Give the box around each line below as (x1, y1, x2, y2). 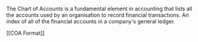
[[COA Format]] (6, 29, 45, 37)
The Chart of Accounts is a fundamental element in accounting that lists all (6, 5, 193, 12)
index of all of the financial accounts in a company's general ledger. (6, 18, 176, 25)
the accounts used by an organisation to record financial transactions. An (6, 11, 190, 19)
